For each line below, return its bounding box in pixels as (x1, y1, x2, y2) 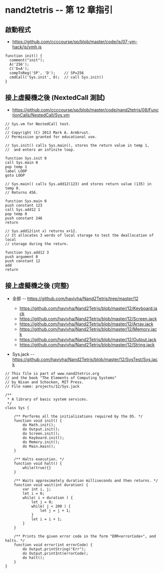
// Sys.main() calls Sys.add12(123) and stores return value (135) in (5, 182, 152, 186)
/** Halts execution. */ (14, 457, 64, 461)
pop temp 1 (5, 164, 27, 169)
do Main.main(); (22, 444, 56, 449)
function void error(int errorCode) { (14, 542, 93, 547)
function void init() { (14, 418, 62, 423)
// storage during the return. (5, 241, 69, 246)
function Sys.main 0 (5, 199, 47, 204)
